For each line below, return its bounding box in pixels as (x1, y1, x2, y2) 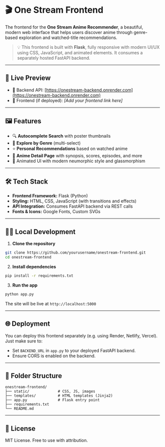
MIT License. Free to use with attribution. (5, 438, 88, 444)
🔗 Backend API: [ (12, 87, 47, 93)
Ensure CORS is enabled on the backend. (12, 353, 96, 359)
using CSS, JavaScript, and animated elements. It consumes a (17, 49, 143, 55)
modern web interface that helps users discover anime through (5, 29, 133, 35)
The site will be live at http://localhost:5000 (5, 300, 97, 306)
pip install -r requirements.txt (5, 273, 74, 278)
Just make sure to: (5, 338, 43, 344)
